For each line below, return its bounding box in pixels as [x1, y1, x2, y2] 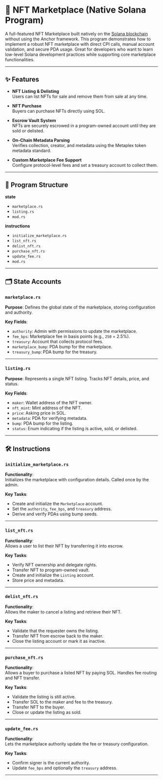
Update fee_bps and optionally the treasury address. [12, 765, 117, 771]
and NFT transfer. [5, 675, 40, 681]
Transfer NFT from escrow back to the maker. [12, 633, 103, 639]
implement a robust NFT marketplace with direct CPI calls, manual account [5, 41, 154, 47]
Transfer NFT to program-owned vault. [12, 567, 90, 573]
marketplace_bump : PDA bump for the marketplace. [12, 344, 113, 350]
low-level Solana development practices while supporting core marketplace [5, 51, 156, 57]
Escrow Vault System [12, 117, 56, 123]
